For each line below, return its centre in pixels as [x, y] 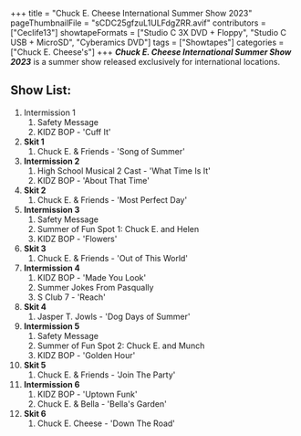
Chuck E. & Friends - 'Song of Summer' [111, 151]
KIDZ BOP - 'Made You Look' [92, 277]
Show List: [41, 90]
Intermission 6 [52, 384]
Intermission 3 [52, 209]
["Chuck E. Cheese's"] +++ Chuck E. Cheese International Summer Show [151, 52]
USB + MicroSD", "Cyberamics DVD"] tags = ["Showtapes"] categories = [147, 42]
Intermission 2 [52, 161]
